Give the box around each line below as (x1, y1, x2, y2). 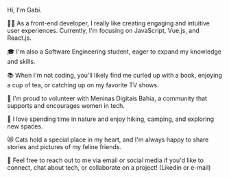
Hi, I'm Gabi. (7, 6, 43, 14)
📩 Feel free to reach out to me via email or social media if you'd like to (7, 156, 204, 164)
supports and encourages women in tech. (7, 102, 125, 109)
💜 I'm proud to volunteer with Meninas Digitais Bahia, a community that (7, 94, 208, 102)
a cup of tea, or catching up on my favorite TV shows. (7, 81, 159, 89)
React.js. (7, 34, 32, 42)
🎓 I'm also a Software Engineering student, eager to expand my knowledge (7, 47, 221, 56)
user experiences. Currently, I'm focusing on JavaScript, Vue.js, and (7, 27, 200, 34)
